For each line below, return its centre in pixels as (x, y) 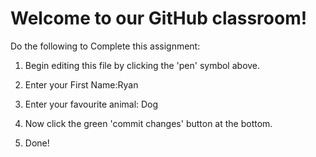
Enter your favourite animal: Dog (91, 104)
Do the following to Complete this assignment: (105, 46)
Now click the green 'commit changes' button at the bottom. (148, 123)
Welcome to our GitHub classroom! (159, 18)
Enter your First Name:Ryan (81, 84)
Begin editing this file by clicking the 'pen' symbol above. (142, 65)
